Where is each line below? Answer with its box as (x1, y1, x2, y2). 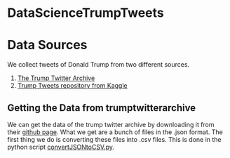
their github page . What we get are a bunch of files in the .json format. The (7, 128, 223, 136)
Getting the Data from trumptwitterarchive (7, 102, 196, 114)
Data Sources (7, 37, 88, 53)
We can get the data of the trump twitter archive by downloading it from (7, 120, 215, 129)
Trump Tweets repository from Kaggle (17, 81, 128, 90)
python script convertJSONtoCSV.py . (7, 143, 114, 151)
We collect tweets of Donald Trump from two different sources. (7, 60, 190, 69)
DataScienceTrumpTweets (7, 5, 164, 21)
